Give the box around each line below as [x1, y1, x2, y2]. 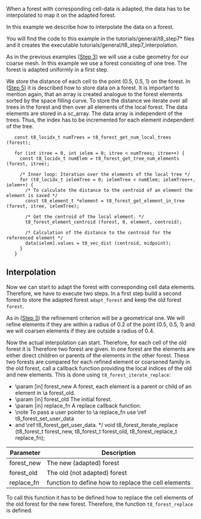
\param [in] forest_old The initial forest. [14, 396, 112, 403]
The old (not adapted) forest [46, 468, 127, 477]
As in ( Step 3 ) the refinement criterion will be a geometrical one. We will [6, 314, 185, 321]
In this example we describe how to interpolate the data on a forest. [6, 24, 174, 30]
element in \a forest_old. [14, 389, 75, 396]
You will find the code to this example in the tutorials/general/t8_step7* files [6, 35, 195, 42]
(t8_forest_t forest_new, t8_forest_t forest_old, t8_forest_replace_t [14, 428, 177, 435]
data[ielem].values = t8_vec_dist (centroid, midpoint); [25, 240, 171, 246]
